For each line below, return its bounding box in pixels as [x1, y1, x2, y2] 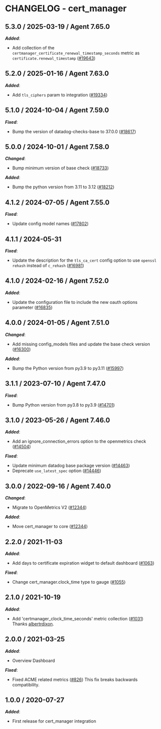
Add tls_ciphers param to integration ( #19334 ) [12, 91, 108, 98]
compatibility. [12, 682, 40, 687]
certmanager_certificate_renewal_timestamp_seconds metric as [12, 50, 140, 56]
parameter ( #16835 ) [12, 304, 53, 310]
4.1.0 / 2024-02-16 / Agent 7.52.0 [5, 277, 109, 285]
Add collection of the [12, 45, 55, 50]
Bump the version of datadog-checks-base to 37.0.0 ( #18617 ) [12, 128, 136, 135]
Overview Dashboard [12, 658, 55, 663]
